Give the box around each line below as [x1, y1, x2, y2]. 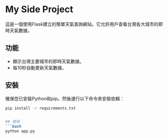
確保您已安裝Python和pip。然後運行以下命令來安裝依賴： [5, 95, 125, 101]
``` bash [5, 124, 22, 129]
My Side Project [5, 4, 74, 15]
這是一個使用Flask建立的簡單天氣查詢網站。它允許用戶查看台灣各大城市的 [5, 21, 159, 27]
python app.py [5, 129, 36, 134]
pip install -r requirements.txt [5, 105, 76, 110]
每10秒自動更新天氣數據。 [12, 65, 67, 71]
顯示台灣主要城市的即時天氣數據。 [12, 58, 84, 64]
